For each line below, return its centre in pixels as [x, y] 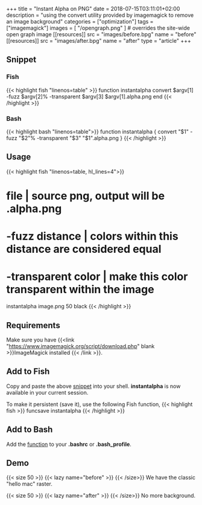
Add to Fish [28, 371]
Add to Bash [30, 430]
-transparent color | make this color [97, 277]
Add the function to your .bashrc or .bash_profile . [69, 444]
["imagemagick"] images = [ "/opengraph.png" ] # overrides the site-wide [98, 28]
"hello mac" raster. [30, 484]
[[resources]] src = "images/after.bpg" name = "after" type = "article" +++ [99, 41]
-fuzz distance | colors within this [93, 236]
